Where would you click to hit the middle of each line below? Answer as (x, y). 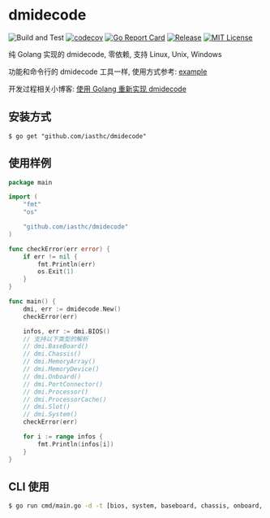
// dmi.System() (51, 415)
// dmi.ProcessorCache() (65, 399)
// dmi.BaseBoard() (56, 346)
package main (30, 182)
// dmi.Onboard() (52, 377)
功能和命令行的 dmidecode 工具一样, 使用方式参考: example (108, 72)
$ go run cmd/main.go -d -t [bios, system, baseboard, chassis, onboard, (136, 506)
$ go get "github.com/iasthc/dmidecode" (78, 136)
